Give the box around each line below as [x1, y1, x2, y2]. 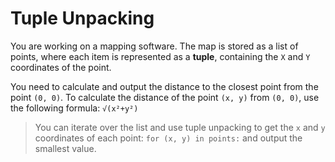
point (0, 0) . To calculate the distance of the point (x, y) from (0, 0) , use [10, 91, 320, 103]
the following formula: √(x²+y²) [10, 102, 139, 114]
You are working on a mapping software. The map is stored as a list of [10, 40, 299, 52]
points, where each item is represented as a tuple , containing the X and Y [10, 50, 311, 62]
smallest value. [34, 142, 97, 154]
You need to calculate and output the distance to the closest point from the [10, 80, 319, 92]
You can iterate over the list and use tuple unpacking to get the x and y [34, 121, 326, 133]
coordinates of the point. [10, 61, 112, 73]
